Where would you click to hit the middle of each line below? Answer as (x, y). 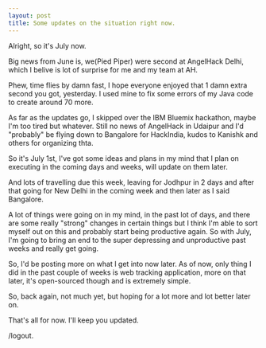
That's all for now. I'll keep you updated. (73, 320)
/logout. (21, 335)
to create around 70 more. (51, 102)
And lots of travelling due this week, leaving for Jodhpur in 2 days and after (131, 182)
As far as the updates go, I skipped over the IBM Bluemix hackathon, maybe (132, 117)
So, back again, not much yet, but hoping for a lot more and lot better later (129, 296)
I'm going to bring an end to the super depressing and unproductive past (127, 240)
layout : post (30, 16)
